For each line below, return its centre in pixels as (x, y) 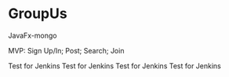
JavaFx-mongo (33, 35)
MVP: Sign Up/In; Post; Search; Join (66, 50)
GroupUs (38, 14)
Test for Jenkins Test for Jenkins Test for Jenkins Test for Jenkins (114, 66)
